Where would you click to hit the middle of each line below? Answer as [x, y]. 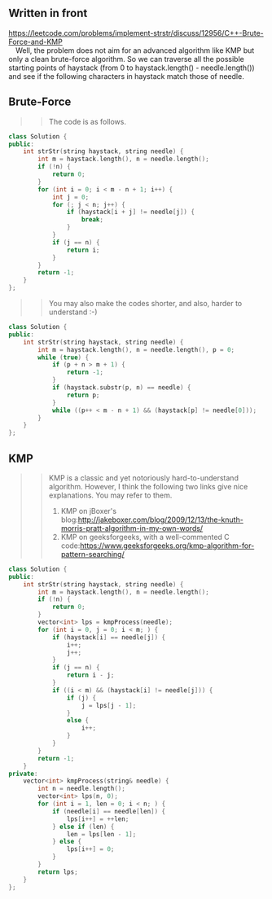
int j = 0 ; [70, 197]
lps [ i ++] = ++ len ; [98, 819]
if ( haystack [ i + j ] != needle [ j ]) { [131, 212]
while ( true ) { [64, 357]
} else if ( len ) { [83, 827]
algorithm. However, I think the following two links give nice [148, 486]
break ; [92, 220]
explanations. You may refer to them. [110, 495]
